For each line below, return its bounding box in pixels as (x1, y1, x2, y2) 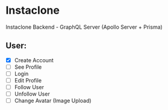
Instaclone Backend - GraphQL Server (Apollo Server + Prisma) (5, 23, 163, 30)
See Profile (14, 63, 42, 71)
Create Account (14, 56, 54, 63)
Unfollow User (14, 90, 51, 97)
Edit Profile (14, 77, 42, 84)
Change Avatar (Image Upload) (14, 97, 92, 105)
